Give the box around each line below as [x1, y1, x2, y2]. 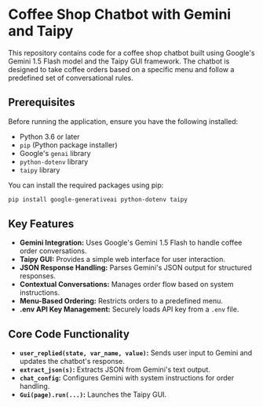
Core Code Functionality [8, 327, 130, 340]
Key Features [8, 217, 75, 231]
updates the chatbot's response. [19, 357, 126, 366]
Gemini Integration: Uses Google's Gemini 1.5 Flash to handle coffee [19, 238, 243, 248]
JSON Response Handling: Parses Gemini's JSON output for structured [19, 263, 253, 272]
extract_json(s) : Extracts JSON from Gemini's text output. [19, 365, 210, 374]
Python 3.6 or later [19, 132, 80, 141]
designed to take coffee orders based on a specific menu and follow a [8, 64, 235, 74]
